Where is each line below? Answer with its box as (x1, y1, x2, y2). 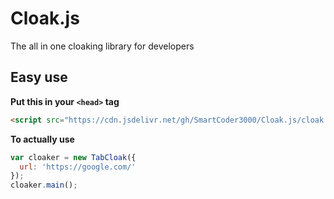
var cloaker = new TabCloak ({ (10, 152, 137, 162)
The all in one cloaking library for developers (10, 40, 195, 52)
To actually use (10, 133, 75, 145)
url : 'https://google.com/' (19, 162, 137, 172)
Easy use (10, 69, 68, 86)
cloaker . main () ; (10, 180, 78, 191)
